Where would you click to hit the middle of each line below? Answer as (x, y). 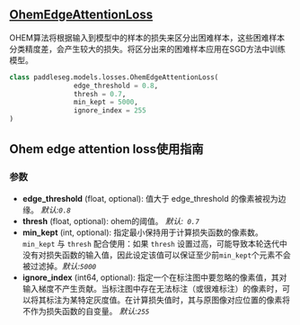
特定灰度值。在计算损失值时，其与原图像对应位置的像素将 (184, 300)
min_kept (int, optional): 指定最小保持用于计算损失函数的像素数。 (142, 232)
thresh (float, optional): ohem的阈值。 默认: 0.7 (111, 221)
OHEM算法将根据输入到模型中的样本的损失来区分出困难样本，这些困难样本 (147, 37)
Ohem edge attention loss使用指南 (106, 149)
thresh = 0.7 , (100, 94)
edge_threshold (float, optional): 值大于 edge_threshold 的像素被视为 (150, 198)
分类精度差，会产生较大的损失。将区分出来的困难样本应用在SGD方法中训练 (147, 49)
